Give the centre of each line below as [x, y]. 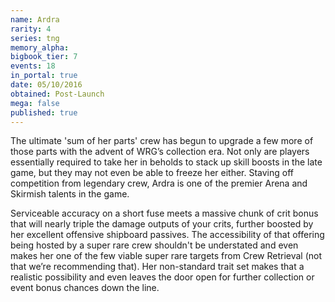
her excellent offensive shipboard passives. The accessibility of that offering [167, 235]
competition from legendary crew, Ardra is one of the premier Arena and [159, 183]
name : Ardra [35, 19]
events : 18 [33, 66]
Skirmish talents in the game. [70, 194]
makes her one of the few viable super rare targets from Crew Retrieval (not [166, 256]
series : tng [35, 38]
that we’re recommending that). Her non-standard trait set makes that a [157, 267]
